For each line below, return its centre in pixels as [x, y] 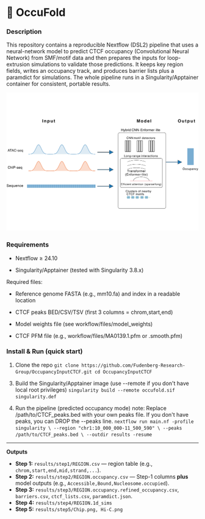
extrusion [18, 64]
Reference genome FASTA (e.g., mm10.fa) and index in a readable [98, 294]
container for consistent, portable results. [59, 84]
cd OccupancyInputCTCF [123, 372]
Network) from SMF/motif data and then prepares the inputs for [86, 58]
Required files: [24, 282]
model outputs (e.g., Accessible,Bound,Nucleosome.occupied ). [92, 483]
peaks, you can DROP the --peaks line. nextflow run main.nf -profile [104, 421]
